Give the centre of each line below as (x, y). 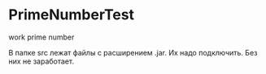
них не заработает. (41, 61)
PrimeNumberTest (72, 15)
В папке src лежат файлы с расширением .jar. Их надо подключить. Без (133, 52)
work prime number (41, 37)
